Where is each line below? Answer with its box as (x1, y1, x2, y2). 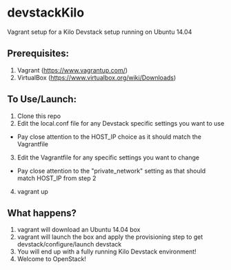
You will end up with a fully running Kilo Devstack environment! (17, 247, 197, 256)
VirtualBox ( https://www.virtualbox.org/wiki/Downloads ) (17, 73, 177, 81)
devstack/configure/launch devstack (17, 240, 122, 249)
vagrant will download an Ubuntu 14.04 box (17, 226, 141, 234)
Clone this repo (17, 112, 61, 120)
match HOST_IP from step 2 (17, 174, 97, 182)
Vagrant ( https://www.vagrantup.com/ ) (17, 66, 128, 74)
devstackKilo (7, 5, 85, 21)
